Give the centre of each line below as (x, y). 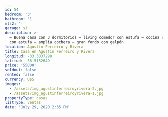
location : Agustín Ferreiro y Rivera (44, 47)
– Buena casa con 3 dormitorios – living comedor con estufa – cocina (85, 38)
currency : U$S (20, 79)
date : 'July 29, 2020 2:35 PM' (38, 107)
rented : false (20, 75)
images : (13, 84)
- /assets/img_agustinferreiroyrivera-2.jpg (57, 88)
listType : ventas (23, 103)
